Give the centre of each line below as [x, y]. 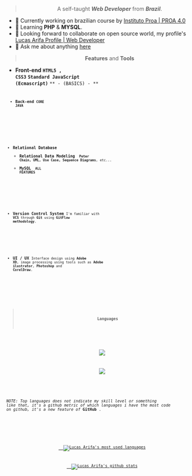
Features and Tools [110, 58]
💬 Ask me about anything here [53, 46]
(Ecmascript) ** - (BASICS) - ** [57, 83]
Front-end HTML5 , [38, 70]
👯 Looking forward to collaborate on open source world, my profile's [101, 34]
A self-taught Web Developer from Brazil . [110, 9]
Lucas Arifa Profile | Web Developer [60, 40]
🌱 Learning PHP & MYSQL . [49, 27]
